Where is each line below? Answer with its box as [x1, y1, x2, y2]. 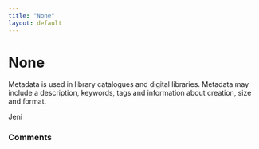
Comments [8, 132, 52, 143]
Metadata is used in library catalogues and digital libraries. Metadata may [8, 80, 249, 89]
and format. [8, 96, 47, 106]
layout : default [8, 19, 62, 27]
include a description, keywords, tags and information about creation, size [8, 88, 252, 98]
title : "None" [8, 11, 56, 20]
